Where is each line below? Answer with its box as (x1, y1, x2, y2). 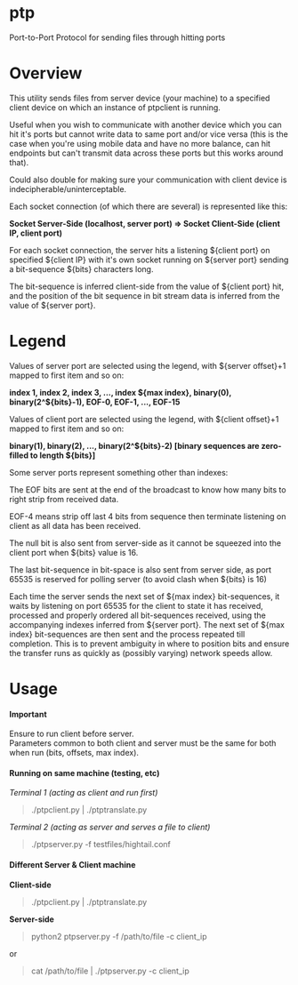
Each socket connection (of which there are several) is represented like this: (9, 201, 288, 212)
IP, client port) (9, 228, 63, 238)
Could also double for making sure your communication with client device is (9, 174, 287, 185)
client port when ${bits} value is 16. (9, 547, 139, 557)
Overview (9, 63, 83, 84)
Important (9, 709, 47, 719)
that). (9, 156, 29, 167)
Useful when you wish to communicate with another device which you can (9, 119, 282, 130)
